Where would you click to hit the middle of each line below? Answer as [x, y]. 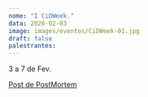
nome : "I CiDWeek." [41, 16]
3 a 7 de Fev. [30, 69]
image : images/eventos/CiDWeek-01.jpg [74, 31]
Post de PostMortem [43, 85]
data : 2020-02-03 [38, 23]
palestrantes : [33, 46]
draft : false [30, 38]
